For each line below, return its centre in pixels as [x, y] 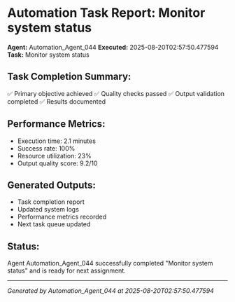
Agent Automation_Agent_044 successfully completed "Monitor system [110, 263]
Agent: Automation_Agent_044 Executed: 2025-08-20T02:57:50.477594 [113, 47]
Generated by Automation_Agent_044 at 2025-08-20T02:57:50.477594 [111, 291]
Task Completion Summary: [69, 77]
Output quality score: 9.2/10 [57, 163]
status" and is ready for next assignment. [66, 270]
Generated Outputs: [52, 185]
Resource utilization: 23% [55, 156]
